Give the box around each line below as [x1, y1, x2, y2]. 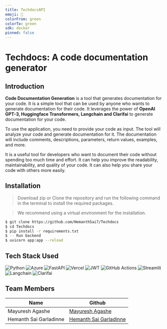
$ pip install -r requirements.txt [5, 229, 79, 234]
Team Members [5, 284, 55, 293]
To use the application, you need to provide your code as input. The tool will [5, 126, 161, 132]
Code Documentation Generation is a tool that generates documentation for [5, 95, 162, 101]
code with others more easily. [5, 167, 66, 173]
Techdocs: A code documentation [5, 52, 148, 63]
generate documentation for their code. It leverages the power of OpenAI [5, 106, 156, 112]
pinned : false [5, 30, 35, 35]
